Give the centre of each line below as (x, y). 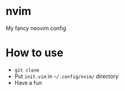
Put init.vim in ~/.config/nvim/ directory (66, 76)
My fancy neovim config (36, 28)
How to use (35, 53)
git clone (27, 70)
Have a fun (28, 82)
